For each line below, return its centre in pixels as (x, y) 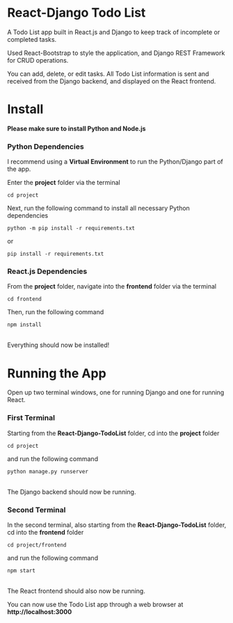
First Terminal (31, 418)
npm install (24, 325)
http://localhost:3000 (40, 612)
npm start (22, 571)
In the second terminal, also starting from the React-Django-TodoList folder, (117, 525)
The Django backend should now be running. (72, 492)
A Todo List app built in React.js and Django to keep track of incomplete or (114, 32)
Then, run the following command (56, 312)
